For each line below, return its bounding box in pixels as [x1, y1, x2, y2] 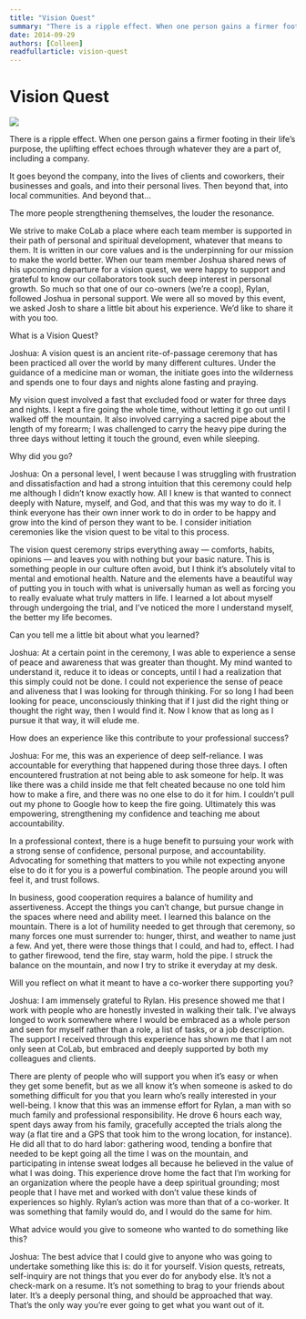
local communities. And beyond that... [9, 190, 152, 201]
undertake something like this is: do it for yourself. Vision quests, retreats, [9, 1261, 286, 1272]
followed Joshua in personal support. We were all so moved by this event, [9, 293, 287, 304]
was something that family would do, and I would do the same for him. [9, 1206, 273, 1217]
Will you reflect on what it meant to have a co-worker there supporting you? [9, 977, 294, 988]
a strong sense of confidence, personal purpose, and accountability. [9, 845, 267, 856]
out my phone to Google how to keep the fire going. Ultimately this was [9, 799, 276, 810]
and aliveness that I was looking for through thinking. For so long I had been [9, 686, 294, 697]
